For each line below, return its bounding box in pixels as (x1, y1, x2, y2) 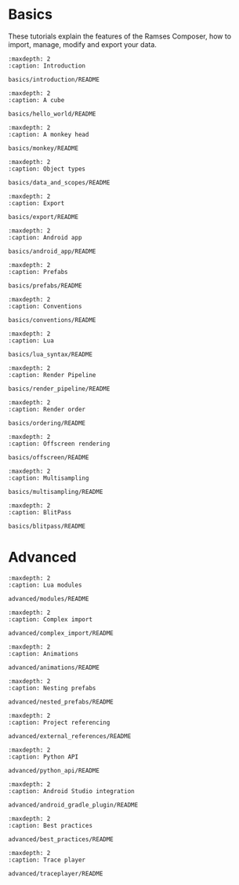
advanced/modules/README (8, 594, 89, 602)
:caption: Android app (8, 233, 82, 241)
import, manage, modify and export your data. (8, 39, 157, 49)
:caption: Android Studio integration (8, 787, 135, 795)
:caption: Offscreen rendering (8, 440, 110, 448)
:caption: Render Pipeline (8, 371, 96, 379)
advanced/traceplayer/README (8, 869, 103, 877)
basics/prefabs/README (8, 281, 82, 290)
